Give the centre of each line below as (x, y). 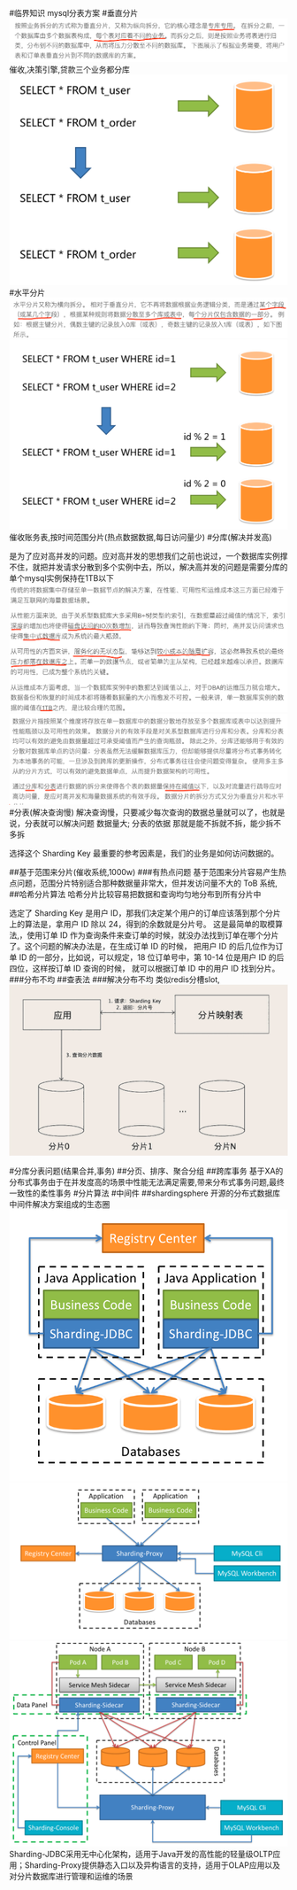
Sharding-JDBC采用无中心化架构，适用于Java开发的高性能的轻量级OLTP (141, 1855)
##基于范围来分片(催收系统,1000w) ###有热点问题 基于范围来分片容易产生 (144, 872)
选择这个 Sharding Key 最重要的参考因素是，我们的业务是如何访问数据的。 (144, 854)
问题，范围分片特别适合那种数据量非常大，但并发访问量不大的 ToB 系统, (147, 883)
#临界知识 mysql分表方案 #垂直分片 (74, 13)
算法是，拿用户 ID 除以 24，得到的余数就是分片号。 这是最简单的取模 (150, 925)
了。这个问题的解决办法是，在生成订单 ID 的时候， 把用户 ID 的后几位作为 (142, 947)
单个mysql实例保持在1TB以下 (62, 577)
